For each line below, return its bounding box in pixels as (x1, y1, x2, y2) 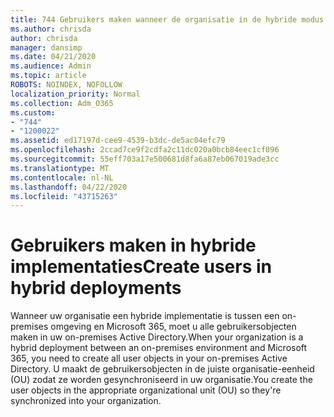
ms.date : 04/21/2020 (10, 52, 97, 62)
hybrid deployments (10, 277, 182, 300)
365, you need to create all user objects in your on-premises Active (10, 352, 288, 365)
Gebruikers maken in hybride (10, 234, 257, 257)
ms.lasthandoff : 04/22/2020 (10, 182, 128, 192)
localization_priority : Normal (10, 89, 141, 99)
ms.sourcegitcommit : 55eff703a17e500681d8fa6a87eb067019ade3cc (10, 154, 280, 164)
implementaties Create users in (10, 256, 273, 278)
